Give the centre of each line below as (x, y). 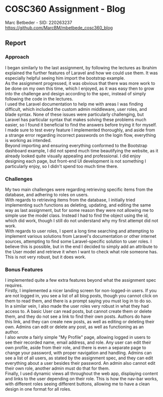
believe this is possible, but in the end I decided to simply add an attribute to (81, 246)
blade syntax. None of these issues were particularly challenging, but (74, 114)
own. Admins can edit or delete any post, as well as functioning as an (74, 327)
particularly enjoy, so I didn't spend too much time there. (62, 166)
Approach (17, 57)
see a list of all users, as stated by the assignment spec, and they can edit (79, 358)
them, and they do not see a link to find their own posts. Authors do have (78, 316)
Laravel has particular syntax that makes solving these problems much (76, 119)
